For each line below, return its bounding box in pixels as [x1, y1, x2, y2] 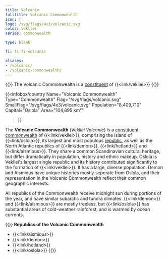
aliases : [5, 58, 24, 63]
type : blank [5, 40, 30, 45]
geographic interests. [5, 180, 49, 187]
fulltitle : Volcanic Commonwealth [5, 12, 78, 17]
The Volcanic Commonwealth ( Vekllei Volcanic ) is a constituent [5, 127, 139, 133]
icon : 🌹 [5, 17, 22, 22]
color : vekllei [5, 26, 37, 31]
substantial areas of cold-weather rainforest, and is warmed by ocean [5, 207, 150, 213]
